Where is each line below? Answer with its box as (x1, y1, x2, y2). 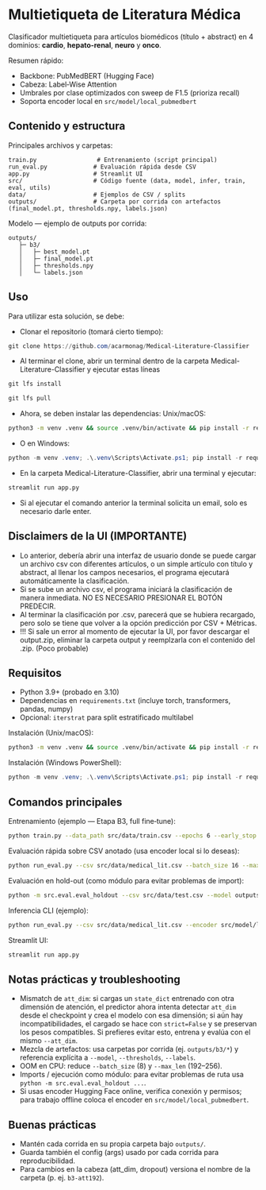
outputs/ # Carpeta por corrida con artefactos (8, 197, 222, 206)
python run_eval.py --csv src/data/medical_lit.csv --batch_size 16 (8, 861, 239, 869)
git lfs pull (8, 395, 51, 403)
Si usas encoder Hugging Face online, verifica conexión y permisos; (19, 1087, 242, 1096)
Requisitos (8, 666, 62, 680)
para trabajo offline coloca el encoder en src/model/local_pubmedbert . (19, 1095, 249, 1105)
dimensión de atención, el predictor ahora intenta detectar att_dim (19, 1003, 237, 1012)
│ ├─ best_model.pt (18, 248, 90, 256)
